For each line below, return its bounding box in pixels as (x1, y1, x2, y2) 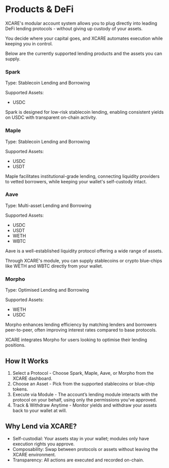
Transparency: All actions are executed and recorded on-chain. (12, 457, 144, 463)
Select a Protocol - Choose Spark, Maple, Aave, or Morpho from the (12, 370, 154, 376)
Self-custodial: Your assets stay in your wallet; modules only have (12, 435, 149, 441)
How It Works (5, 357, 49, 365)
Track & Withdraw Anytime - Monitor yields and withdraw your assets (12, 402, 157, 408)
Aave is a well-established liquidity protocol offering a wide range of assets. (5, 248, 163, 254)
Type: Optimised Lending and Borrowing (5, 287, 89, 293)
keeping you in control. (5, 40, 53, 46)
